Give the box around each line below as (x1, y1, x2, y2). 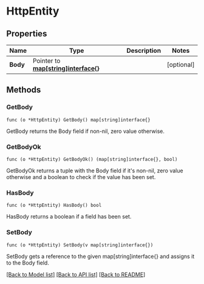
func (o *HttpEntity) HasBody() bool (6, 202, 102, 209)
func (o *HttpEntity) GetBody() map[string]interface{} (6, 117, 151, 123)
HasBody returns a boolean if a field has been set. (6, 213, 132, 220)
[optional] (166, 61, 195, 69)
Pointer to (32, 56, 61, 65)
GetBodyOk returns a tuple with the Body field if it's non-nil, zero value (6, 167, 183, 174)
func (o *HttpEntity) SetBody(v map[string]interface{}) (6, 242, 154, 248)
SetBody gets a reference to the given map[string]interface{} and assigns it (6, 252, 195, 260)
